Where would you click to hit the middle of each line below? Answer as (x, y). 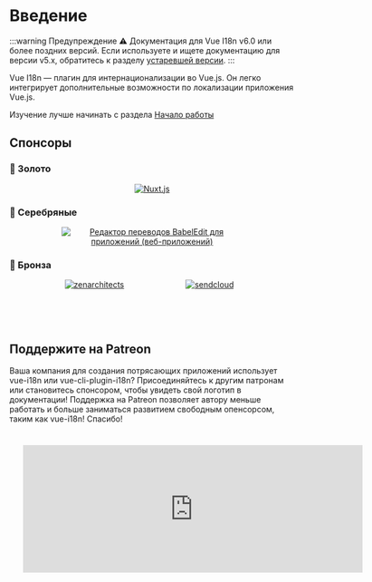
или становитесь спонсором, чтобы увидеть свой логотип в (125, 390)
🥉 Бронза (30, 265)
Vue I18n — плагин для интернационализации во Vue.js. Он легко (135, 77)
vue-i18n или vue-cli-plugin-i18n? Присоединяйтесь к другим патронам (147, 381)
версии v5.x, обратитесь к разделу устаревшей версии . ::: (122, 60)
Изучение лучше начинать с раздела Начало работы (112, 114)
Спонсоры (41, 143)
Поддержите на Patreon (81, 349)
